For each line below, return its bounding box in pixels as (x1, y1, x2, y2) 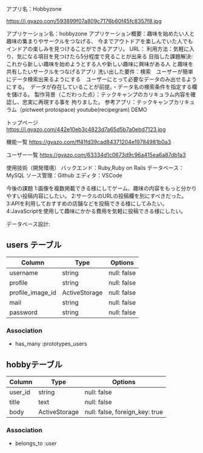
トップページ (6, 119, 38, 126)
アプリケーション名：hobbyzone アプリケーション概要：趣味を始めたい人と (6, 30, 195, 37)
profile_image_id (9, 288, 56, 297)
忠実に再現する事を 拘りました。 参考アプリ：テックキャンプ (22, 99, 174, 105)
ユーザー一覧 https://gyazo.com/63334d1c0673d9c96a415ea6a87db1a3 (6, 151, 186, 158)
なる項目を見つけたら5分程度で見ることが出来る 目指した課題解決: (27, 53, 193, 60)
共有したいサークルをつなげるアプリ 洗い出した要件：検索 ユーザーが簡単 (6, 68, 194, 75)
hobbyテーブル (6, 359, 62, 370)
